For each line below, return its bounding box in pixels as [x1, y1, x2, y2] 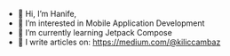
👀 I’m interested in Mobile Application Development [17, 18, 205, 28]
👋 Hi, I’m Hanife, [17, 9, 77, 19]
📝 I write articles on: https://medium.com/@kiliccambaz [17, 36, 221, 47]
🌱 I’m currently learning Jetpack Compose [17, 28, 173, 37]
